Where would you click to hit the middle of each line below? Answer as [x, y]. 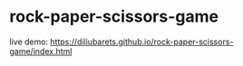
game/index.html [41, 51]
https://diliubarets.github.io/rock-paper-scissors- [141, 42]
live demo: [29, 42]
